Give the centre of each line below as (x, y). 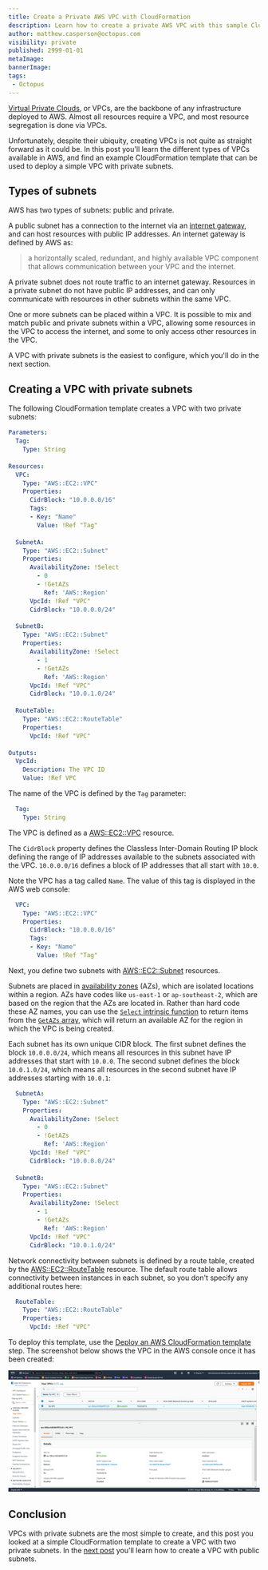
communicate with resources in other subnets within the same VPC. (120, 299)
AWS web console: (39, 889)
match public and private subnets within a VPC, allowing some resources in (132, 323)
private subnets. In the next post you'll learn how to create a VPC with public (134, 1550)
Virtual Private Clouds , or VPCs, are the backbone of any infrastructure (125, 108)
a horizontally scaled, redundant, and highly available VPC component (143, 258)
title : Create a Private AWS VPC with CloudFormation (100, 17)
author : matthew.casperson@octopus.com (75, 34)
